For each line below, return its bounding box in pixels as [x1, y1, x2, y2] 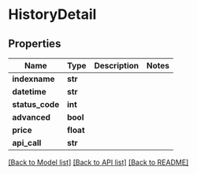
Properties [8, 37, 61, 50]
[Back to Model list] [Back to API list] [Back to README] [8, 157, 189, 167]
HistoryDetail [8, 6, 97, 24]
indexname [12, 73, 55, 84]
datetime [12, 87, 46, 97]
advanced [12, 112, 51, 123]
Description [94, 61, 139, 71]
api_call [12, 138, 42, 148]
